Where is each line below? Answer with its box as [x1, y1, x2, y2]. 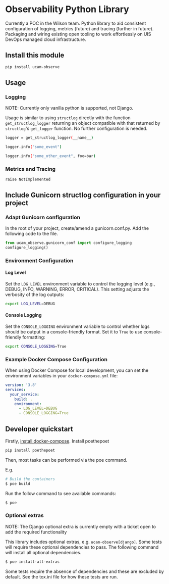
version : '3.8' [5, 382, 37, 387]
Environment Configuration [5, 257, 74, 264]
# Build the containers [5, 476, 55, 481]
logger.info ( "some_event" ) [5, 144, 62, 150]
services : [5, 387, 26, 392]
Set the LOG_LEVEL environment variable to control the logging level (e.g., [5, 280, 155, 286]
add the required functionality [5, 529, 67, 535]
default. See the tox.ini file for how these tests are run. [5, 573, 118, 579]
